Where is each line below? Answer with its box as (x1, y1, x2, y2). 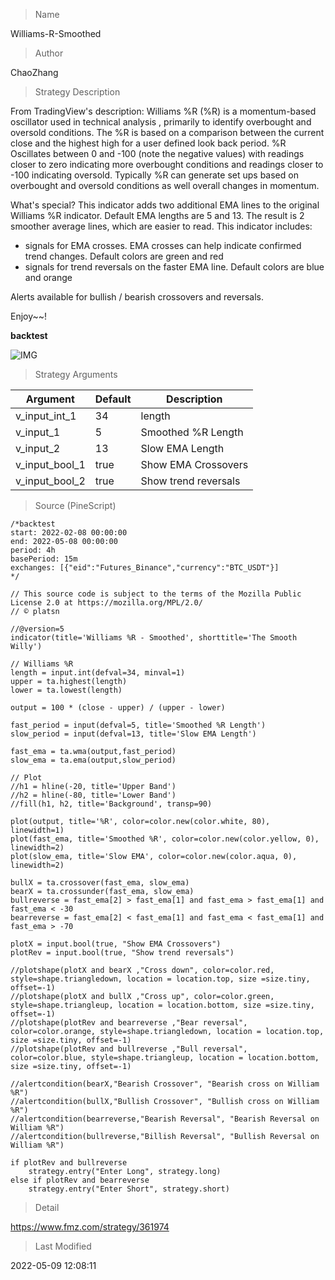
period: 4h (10, 545, 56, 555)
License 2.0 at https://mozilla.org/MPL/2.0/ (10, 598, 203, 608)
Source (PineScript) (34, 500, 117, 511)
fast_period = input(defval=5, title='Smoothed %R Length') (10, 720, 267, 730)
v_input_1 (15, 425, 61, 439)
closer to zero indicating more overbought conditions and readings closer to (10, 159, 324, 170)
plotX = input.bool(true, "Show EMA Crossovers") (10, 939, 222, 949)
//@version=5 (10, 624, 65, 634)
